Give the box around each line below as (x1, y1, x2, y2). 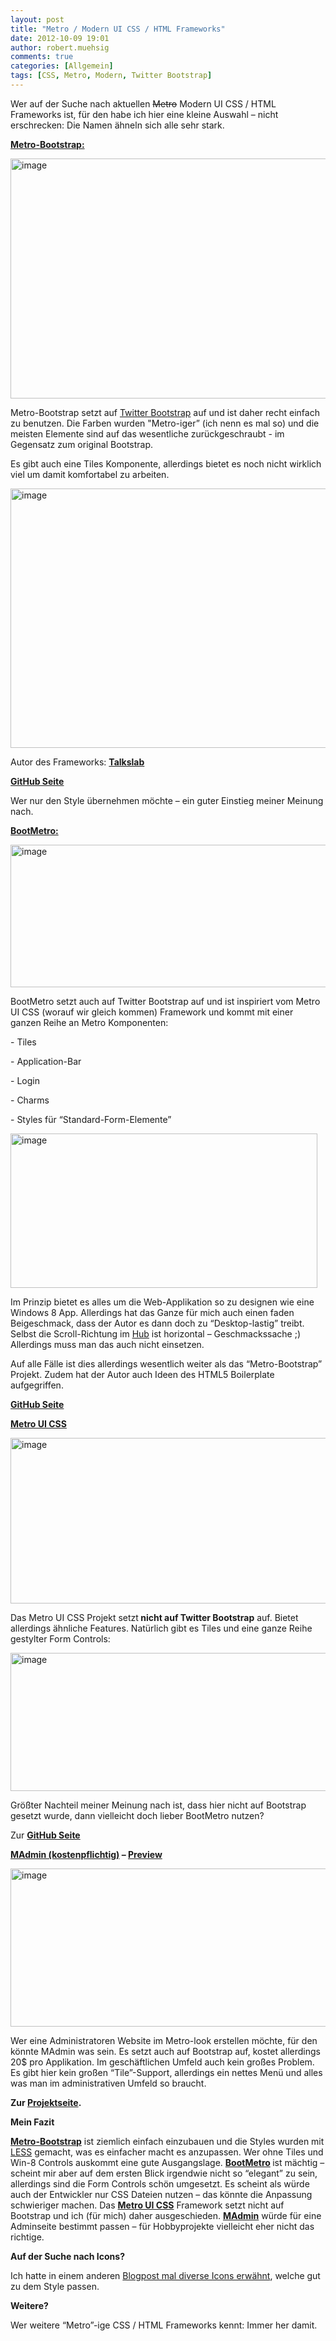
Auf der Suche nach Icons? (10, 2250, 125, 2262)
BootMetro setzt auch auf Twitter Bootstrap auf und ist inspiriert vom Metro (10, 995, 321, 1007)
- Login (10, 1074, 40, 1086)
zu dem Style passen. (10, 2280, 100, 2292)
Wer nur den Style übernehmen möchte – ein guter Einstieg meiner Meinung (10, 794, 324, 806)
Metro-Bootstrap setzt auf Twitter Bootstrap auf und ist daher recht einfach (10, 406, 320, 418)
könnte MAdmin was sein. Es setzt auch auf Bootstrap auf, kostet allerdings (10, 2045, 321, 2057)
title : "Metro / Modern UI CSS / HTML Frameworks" (10, 24, 226, 34)
